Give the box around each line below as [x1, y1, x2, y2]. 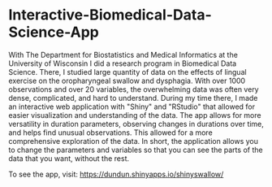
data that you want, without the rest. [8, 153, 130, 163]
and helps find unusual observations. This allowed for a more [8, 128, 213, 137]
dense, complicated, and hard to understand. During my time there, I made [8, 93, 258, 102]
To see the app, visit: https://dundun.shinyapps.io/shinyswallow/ [8, 169, 224, 179]
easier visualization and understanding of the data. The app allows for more [8, 110, 261, 120]
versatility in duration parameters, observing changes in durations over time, [8, 119, 264, 128]
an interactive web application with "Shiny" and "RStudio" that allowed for [8, 102, 256, 111]
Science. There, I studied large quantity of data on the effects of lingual [8, 67, 247, 76]
